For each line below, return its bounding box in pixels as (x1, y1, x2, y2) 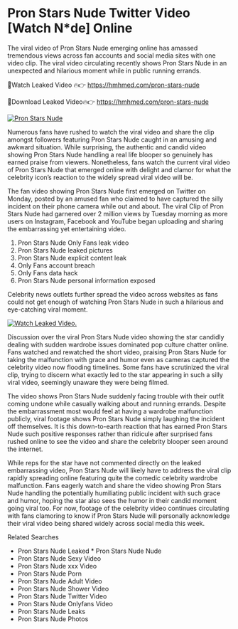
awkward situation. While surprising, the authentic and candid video (7, 142, 207, 151)
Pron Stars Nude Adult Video (17, 576, 102, 585)
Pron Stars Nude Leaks (17, 607, 86, 615)
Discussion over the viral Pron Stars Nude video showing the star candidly (7, 332, 225, 341)
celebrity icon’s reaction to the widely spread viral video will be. (7, 173, 193, 181)
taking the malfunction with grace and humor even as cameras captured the (7, 355, 229, 364)
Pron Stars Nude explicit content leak (17, 253, 127, 262)
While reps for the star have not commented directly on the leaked (7, 458, 201, 467)
